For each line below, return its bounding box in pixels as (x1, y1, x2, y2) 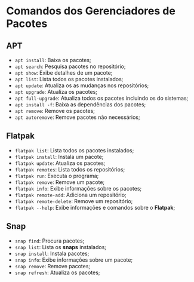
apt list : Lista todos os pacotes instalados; (14, 76, 124, 82)
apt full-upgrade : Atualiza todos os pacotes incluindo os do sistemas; (14, 94, 189, 102)
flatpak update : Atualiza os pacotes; (14, 160, 106, 167)
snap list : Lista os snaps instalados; (14, 243, 106, 250)
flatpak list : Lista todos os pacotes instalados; (14, 146, 134, 154)
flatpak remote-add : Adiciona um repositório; (14, 191, 127, 198)
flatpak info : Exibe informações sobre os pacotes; (14, 185, 142, 192)
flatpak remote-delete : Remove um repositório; (14, 197, 133, 204)
